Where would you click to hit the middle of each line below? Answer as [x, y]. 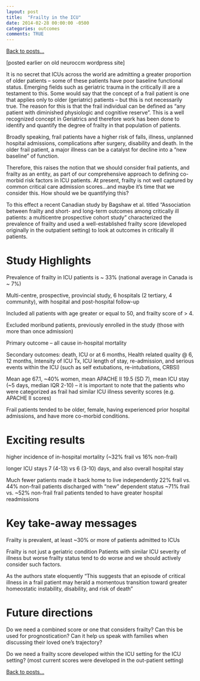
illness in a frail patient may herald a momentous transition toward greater [97, 582]
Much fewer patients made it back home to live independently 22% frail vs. [99, 480]
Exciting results [46, 440]
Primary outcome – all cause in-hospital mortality [67, 343]
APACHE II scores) [29, 398]
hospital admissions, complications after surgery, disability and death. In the [100, 143]
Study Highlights [49, 261]
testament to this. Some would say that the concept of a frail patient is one [98, 94]
